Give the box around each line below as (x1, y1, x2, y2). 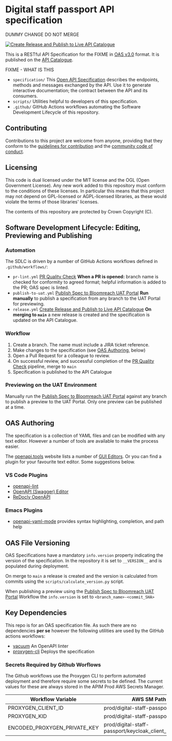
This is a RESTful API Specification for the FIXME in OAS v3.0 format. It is (5, 51, 160, 57)
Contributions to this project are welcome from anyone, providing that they (5, 137, 163, 144)
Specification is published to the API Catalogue (12, 368, 112, 375)
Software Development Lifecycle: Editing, (5, 223, 141, 232)
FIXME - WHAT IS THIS (5, 67, 54, 73)
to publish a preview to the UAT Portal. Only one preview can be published (5, 398, 162, 405)
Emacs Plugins (5, 507, 43, 514)
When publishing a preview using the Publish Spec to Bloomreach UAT (5, 589, 155, 595)
